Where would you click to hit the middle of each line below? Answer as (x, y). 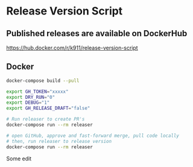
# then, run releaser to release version (59, 141)
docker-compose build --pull (43, 80)
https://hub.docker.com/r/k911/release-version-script (72, 48)
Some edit (19, 159)
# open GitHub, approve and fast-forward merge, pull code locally (93, 136)
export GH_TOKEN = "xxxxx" (37, 92)
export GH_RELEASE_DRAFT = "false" (48, 109)
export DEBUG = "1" (28, 103)
